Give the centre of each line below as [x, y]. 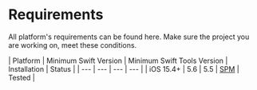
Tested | [22, 77]
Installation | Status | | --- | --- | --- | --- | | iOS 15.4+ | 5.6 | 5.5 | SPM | [124, 68]
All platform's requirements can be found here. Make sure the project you [129, 37]
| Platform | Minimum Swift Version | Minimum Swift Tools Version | [118, 61]
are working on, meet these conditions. [73, 45]
